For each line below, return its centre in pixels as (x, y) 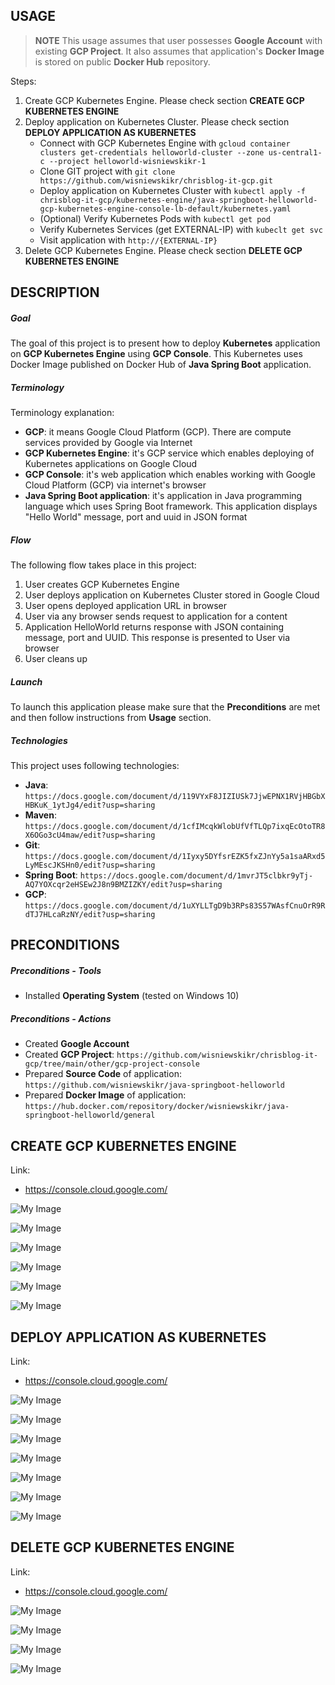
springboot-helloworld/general (90, 1115)
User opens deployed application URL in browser (126, 606)
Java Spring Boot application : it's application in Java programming (163, 496)
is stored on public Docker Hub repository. (122, 61)
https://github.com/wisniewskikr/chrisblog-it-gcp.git (156, 180)
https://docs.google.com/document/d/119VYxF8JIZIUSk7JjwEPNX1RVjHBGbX (175, 797)
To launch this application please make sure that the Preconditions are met (165, 707)
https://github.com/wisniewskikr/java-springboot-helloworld (155, 1085)
